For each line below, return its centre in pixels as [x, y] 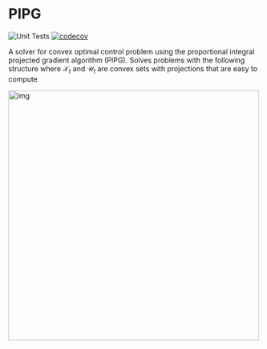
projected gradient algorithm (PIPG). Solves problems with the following [127, 60]
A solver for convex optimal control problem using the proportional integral [131, 51]
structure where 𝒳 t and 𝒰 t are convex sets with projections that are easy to [133, 69]
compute [23, 79]
